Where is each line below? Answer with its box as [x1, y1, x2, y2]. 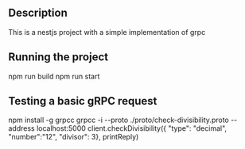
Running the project [8, 51, 109, 64]
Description [8, 6, 68, 20]
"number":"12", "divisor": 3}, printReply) [8, 132, 139, 142]
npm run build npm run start [8, 71, 100, 81]
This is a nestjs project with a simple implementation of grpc [8, 27, 206, 36]
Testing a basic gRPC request [8, 94, 157, 108]
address [8, 124, 35, 133]
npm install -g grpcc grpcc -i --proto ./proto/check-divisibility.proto [8, 115, 229, 125]
